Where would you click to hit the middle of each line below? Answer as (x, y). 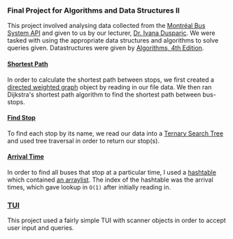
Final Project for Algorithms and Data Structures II (93, 10)
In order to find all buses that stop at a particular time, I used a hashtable (112, 172)
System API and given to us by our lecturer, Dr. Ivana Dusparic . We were (111, 33)
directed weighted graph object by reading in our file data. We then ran (110, 87)
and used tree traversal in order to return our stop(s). (83, 140)
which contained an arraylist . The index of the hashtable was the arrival (110, 180)
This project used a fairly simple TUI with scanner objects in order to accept (116, 220)
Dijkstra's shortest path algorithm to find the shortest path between (104, 94)
